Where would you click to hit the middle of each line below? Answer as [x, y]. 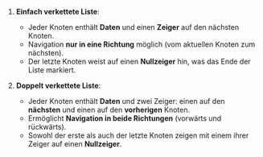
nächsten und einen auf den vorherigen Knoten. [109, 109]
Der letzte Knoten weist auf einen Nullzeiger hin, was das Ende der [139, 61]
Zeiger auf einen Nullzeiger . [75, 144]
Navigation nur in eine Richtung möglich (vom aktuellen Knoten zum [142, 44]
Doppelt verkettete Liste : [58, 85]
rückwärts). [47, 127]
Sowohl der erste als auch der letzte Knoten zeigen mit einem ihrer [138, 135]
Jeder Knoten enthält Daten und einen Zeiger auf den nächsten [134, 27]
